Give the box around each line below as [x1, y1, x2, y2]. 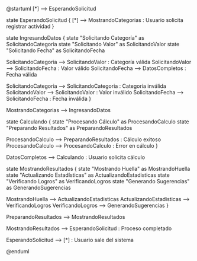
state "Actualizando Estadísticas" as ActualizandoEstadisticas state [6, 171, 170, 179]
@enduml [6, 248, 30, 254]
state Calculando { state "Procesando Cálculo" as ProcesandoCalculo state [6, 118, 189, 125]
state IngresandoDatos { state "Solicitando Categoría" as [6, 34, 145, 41]
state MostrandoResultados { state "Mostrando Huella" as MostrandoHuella [6, 165, 190, 172]
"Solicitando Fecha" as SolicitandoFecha [6, 47, 105, 54]
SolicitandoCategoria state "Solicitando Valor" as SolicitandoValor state [6, 41, 180, 47]
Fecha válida [6, 71, 37, 78]
